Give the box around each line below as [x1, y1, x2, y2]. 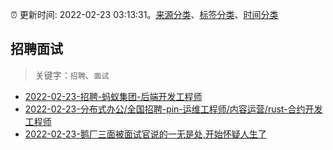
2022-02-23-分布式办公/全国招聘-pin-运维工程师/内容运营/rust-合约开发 [24, 103, 323, 115]
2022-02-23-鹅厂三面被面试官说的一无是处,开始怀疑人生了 [24, 128, 267, 140]
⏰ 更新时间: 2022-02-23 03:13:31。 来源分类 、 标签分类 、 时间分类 [10, 9, 279, 20]
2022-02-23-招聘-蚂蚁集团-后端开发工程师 [24, 90, 203, 102]
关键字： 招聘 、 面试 [34, 69, 110, 81]
